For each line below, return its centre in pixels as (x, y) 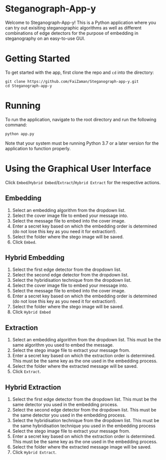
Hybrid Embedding (35, 257)
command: (16, 125)
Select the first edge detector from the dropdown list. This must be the (85, 399)
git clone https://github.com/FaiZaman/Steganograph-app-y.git (72, 81)
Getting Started (38, 59)
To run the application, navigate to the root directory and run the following (81, 119)
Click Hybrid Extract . (34, 452)
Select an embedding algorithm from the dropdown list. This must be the (87, 340)
